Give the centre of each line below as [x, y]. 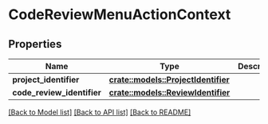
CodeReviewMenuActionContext [120, 15]
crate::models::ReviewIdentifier [169, 93]
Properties [35, 44]
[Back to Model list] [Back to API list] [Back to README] [100, 112]
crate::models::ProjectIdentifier [169, 79]
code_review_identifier [57, 93]
